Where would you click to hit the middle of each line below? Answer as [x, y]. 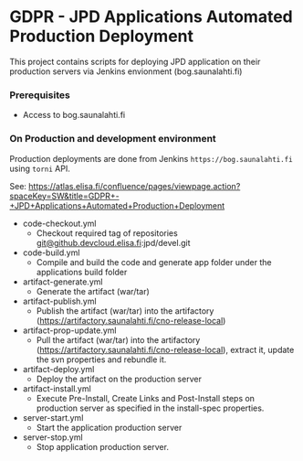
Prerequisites [40, 95]
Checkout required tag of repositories [107, 233]
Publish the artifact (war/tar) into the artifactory [125, 311]
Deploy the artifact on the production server [119, 379]
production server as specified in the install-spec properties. [150, 408]
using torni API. [40, 168]
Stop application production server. [102, 446]
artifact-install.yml [57, 388]
